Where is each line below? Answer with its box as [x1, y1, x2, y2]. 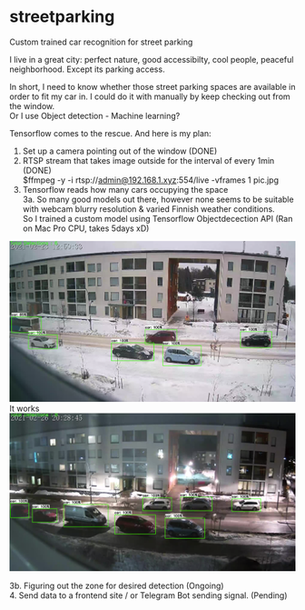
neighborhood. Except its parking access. [9, 64, 165, 75]
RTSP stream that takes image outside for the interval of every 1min [22, 155, 275, 165]
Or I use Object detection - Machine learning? [9, 110, 181, 121]
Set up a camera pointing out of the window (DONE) [22, 145, 218, 156]
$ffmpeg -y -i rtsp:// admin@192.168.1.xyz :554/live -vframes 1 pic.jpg [22, 175, 280, 185]
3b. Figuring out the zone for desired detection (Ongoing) [9, 580, 224, 591]
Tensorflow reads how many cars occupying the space [22, 184, 229, 195]
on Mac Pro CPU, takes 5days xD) [22, 223, 150, 234]
